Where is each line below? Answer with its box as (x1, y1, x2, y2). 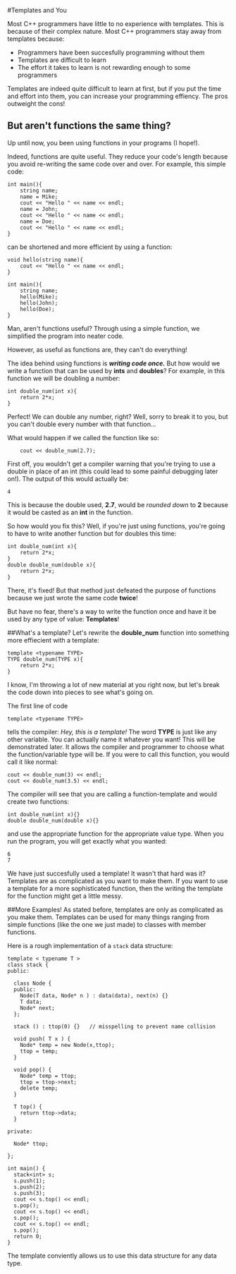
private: (7, 1128, 33, 1135)
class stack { (7, 961, 49, 969)
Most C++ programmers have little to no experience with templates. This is (7, 20, 224, 28)
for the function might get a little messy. (7, 892, 123, 900)
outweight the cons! (7, 99, 66, 108)
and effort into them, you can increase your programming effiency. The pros (7, 92, 228, 100)
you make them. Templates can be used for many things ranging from (7, 913, 210, 921)
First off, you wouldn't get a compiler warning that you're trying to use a (7, 459, 216, 468)
